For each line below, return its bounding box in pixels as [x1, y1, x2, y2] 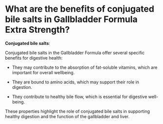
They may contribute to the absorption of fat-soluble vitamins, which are [12, 64, 158, 70]
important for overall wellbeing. [12, 69, 75, 75]
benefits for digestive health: [5, 55, 63, 61]
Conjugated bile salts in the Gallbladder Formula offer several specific [5, 50, 145, 56]
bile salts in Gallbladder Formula [5, 14, 138, 25]
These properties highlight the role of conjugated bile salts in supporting [5, 108, 150, 114]
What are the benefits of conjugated [5, 3, 155, 15]
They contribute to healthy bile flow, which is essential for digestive [12, 94, 147, 100]
